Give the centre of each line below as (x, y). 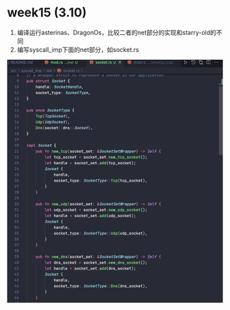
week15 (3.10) (47, 13)
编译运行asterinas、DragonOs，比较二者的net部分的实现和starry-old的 (117, 32)
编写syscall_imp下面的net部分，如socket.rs (78, 49)
